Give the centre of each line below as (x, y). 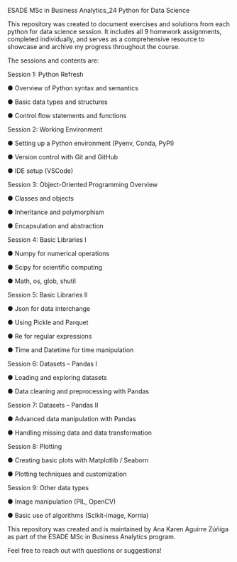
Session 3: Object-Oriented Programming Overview (83, 185)
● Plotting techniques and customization (67, 474)
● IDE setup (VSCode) (40, 171)
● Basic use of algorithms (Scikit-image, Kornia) (78, 515)
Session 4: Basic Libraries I (47, 240)
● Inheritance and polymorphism (56, 212)
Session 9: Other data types (48, 488)
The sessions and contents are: (53, 60)
